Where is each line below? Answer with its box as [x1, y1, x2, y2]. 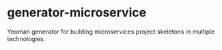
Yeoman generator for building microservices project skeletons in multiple [7, 27, 215, 36]
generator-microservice [7, 5, 147, 21]
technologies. [7, 34, 46, 42]
